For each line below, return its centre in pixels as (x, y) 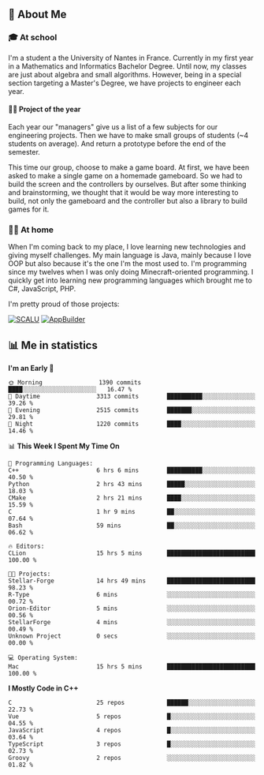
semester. (24, 152)
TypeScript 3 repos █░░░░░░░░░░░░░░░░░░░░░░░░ (132, 744)
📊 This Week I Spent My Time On (64, 446)
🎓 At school (33, 38)
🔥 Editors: (26, 546)
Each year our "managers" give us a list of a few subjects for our (113, 126)
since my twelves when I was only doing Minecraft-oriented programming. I (131, 272)
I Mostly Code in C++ (43, 688)
